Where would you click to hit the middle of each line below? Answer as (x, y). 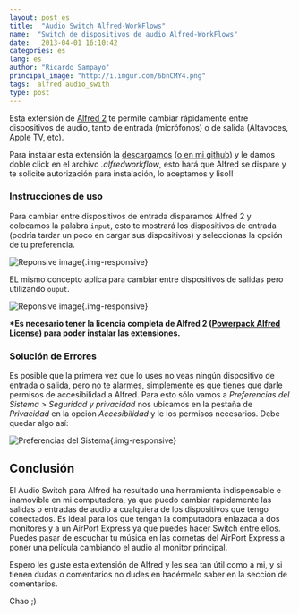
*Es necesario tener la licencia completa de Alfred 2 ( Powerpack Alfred (145, 323)
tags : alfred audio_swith (60, 84)
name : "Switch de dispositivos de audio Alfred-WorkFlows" (124, 34)
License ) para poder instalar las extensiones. (95, 333)
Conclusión (42, 469)
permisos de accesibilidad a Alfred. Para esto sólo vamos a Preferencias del (149, 395)
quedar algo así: (39, 423)
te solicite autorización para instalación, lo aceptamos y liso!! (122, 173)
